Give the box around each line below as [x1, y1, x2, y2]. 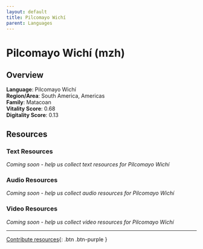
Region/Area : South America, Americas [6, 92, 105, 99]
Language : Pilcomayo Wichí [6, 86, 77, 93]
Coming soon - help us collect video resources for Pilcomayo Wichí [6, 218, 174, 225]
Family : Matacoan [6, 99, 51, 106]
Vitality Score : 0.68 [6, 105, 56, 112]
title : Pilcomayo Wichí [6, 14, 66, 20]
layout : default [6, 8, 47, 15]
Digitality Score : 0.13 [6, 112, 59, 119]
